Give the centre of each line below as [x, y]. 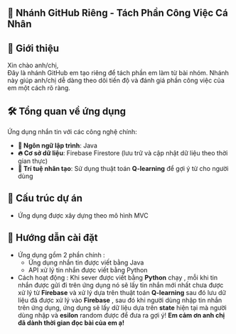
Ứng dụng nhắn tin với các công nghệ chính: [72, 132]
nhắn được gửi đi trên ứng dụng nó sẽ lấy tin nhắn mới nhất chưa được [120, 285]
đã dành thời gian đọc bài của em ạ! [71, 323]
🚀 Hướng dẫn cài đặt [53, 238]
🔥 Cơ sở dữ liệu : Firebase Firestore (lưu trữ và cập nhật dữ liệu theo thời [123, 153]
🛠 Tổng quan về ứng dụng [67, 111]
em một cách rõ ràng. [39, 88]
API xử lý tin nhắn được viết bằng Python [88, 269]
